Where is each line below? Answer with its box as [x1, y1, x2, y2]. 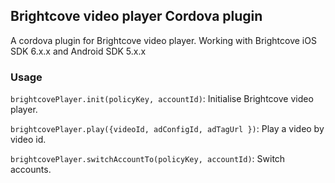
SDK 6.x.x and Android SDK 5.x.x [10, 45, 147, 57]
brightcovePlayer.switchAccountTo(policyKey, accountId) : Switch [10, 153, 286, 165]
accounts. [10, 164, 52, 176]
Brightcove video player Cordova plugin [10, 8, 263, 25]
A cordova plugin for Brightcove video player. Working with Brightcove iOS [10, 34, 317, 46]
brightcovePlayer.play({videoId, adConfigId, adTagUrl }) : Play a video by [10, 123, 325, 135]
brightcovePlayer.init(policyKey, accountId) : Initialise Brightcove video [10, 93, 314, 105]
